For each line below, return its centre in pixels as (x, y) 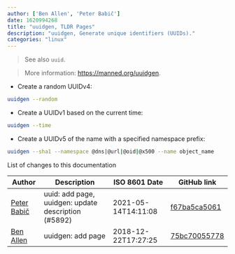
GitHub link (197, 182)
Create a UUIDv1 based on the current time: (80, 113)
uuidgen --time (29, 126)
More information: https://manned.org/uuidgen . (92, 73)
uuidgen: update (71, 202)
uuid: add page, (69, 194)
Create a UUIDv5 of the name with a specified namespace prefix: (111, 139)
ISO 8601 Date (138, 182)
